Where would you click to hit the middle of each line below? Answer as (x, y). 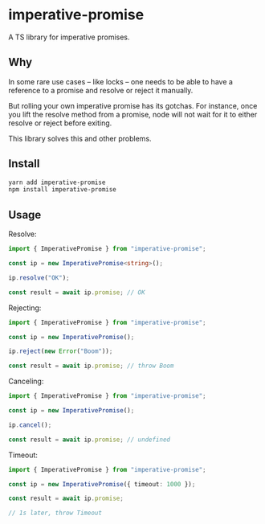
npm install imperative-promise (62, 190)
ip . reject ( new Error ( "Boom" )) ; (61, 351)
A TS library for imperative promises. (69, 37)
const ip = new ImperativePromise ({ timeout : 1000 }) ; (102, 484)
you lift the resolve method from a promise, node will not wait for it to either (133, 114)
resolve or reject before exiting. (60, 123)
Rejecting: (25, 308)
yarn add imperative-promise (57, 182)
